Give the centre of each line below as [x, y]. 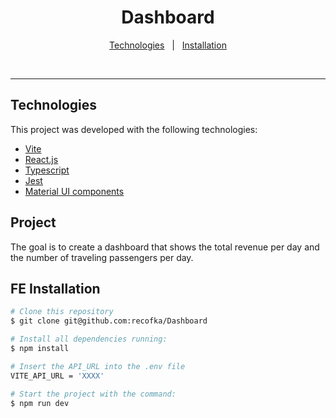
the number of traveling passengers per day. [102, 257]
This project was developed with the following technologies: [134, 129]
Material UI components [74, 191]
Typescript [47, 170]
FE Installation [55, 288]
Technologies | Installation [168, 45]
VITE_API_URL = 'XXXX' [57, 376]
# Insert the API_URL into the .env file [98, 366]
